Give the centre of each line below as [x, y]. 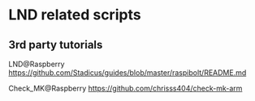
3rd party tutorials [56, 45]
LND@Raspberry [37, 64]
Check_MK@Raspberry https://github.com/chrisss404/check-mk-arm [125, 88]
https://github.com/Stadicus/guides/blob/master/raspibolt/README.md [127, 73]
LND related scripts [75, 15]
